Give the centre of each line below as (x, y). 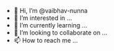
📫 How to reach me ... (46, 40)
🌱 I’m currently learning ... (50, 25)
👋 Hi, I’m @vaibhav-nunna (50, 11)
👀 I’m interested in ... (43, 18)
